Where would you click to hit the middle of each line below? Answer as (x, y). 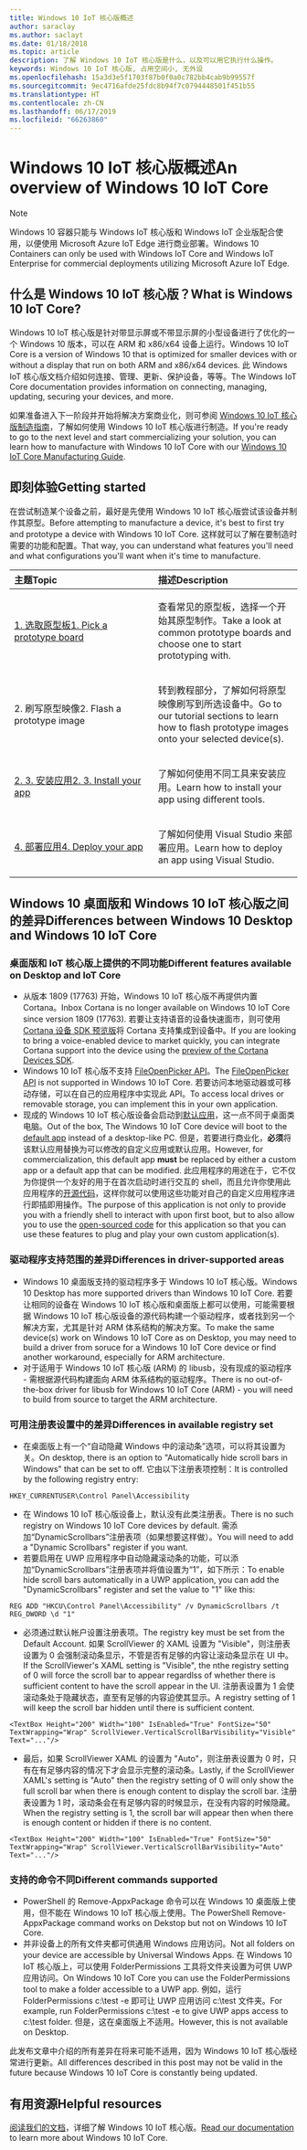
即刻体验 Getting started (78, 487)
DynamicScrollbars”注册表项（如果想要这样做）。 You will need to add (164, 1537)
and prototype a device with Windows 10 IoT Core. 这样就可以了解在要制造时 (153, 534)
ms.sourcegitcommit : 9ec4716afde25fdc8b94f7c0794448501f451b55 (132, 86)
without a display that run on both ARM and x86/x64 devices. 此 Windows (148, 365)
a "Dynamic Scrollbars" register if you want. (105, 1547)
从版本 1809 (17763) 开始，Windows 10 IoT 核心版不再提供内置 (140, 996)
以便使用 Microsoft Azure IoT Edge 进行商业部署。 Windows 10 (142, 244)
